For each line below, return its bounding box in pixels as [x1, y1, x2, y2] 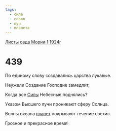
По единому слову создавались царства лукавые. [5, 72, 112, 79]
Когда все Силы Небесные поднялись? [5, 92, 88, 98]
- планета [9, 26, 30, 31]
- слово [9, 16, 26, 21]
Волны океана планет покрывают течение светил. [5, 111, 111, 117]
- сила [9, 12, 23, 17]
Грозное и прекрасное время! [5, 120, 69, 126]
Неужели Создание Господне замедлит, [5, 82, 90, 88]
